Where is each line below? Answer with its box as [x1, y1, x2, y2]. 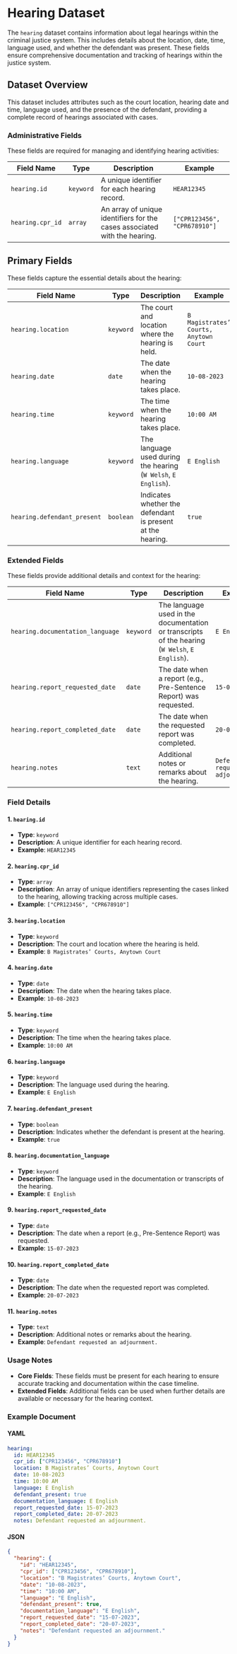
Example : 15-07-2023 [17, 1244, 79, 1252]
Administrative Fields [7, 130, 83, 140]
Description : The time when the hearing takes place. [17, 1034, 171, 1042]
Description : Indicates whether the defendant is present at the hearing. [17, 1127, 226, 1136]
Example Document [7, 1411, 76, 1421]
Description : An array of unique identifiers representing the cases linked [17, 885, 229, 893]
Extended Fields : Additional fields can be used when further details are [17, 1387, 226, 1395]
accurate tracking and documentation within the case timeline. [17, 1379, 200, 1387]
